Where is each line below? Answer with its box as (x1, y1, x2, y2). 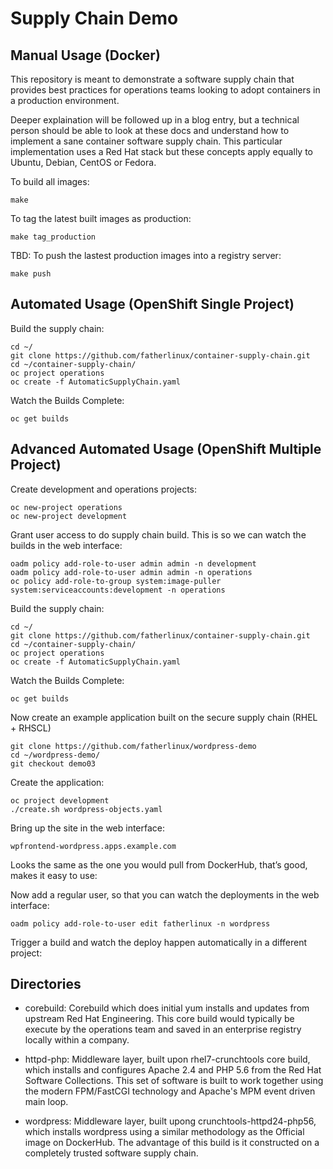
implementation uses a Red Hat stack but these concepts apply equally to (10, 146, 313, 157)
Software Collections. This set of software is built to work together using (24, 1075, 324, 1087)
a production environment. (10, 95, 120, 106)
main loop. (24, 1096, 69, 1108)
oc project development (10, 795, 110, 806)
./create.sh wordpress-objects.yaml (10, 804, 163, 814)
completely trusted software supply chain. (24, 1147, 199, 1159)
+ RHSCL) (10, 722, 52, 734)
